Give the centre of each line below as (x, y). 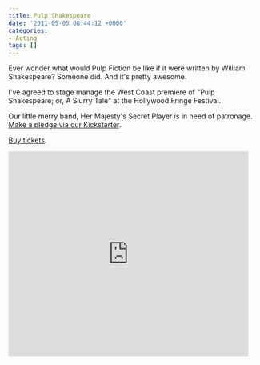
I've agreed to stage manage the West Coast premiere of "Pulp (112, 92)
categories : (28, 30)
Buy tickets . (28, 140)
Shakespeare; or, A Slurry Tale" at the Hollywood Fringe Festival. (115, 101)
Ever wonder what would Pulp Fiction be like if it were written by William (127, 68)
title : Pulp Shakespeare (50, 16)
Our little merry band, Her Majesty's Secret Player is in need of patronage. (130, 116)
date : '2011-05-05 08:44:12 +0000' (68, 23)
